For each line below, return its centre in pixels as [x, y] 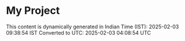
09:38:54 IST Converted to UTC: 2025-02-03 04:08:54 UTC [78, 32]
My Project [33, 11]
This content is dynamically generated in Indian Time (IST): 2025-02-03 [92, 27]
